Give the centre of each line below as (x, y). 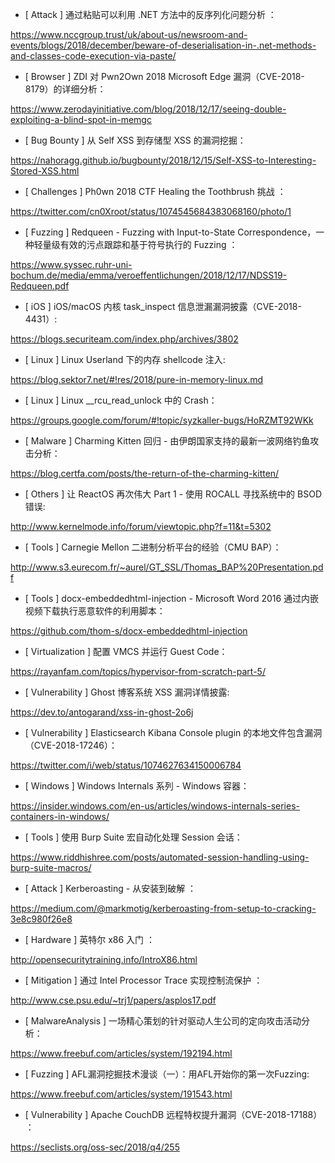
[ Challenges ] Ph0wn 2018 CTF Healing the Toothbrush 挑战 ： (155, 191)
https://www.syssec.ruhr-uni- (71, 264)
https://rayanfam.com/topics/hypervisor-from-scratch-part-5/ (138, 671)
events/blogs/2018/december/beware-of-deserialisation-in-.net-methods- (163, 45)
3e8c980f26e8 (41, 919)
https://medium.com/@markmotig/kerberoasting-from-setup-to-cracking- (163, 908)
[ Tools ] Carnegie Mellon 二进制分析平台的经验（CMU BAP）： (153, 547)
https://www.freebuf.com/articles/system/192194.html (121, 1053)
